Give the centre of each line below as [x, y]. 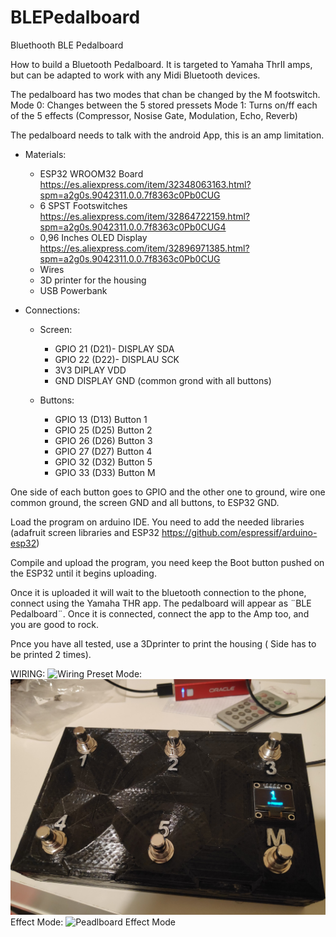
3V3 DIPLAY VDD [90, 370]
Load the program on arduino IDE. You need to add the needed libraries [157, 522]
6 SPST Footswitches [83, 205]
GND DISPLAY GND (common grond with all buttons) [163, 380]
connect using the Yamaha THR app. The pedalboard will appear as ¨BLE [161, 603]
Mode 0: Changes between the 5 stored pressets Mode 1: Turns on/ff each [164, 105]
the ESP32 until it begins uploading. [83, 573]
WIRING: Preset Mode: [76, 673]
